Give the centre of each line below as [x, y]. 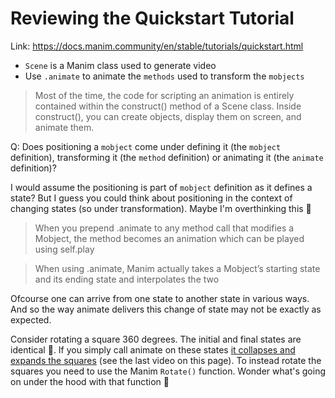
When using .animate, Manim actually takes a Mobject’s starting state [177, 268]
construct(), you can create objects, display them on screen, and [168, 116]
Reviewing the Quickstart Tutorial [152, 18]
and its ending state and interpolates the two [127, 279]
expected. [31, 319]
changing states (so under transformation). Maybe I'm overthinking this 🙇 [161, 208]
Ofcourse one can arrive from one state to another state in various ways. [160, 298]
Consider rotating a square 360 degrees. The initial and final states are [156, 339]
